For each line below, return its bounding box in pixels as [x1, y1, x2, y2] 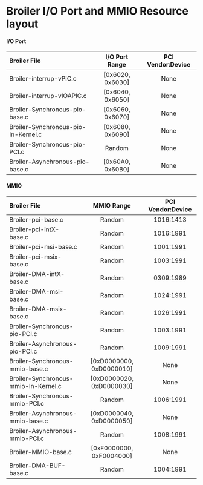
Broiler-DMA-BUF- [9, 461, 66, 470]
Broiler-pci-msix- [9, 252, 62, 261]
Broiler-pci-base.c [9, 215, 63, 223]
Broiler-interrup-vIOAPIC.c [9, 92, 87, 101]
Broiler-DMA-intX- [9, 269, 65, 278]
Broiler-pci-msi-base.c [9, 242, 77, 251]
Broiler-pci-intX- [9, 225, 59, 234]
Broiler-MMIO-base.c [9, 447, 72, 456]
